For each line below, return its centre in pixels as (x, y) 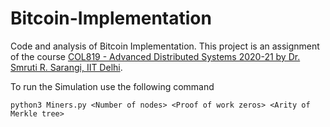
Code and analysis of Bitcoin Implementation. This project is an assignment (165, 46)
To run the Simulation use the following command (112, 86)
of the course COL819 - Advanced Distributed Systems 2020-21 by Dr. (155, 56)
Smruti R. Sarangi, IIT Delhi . (66, 67)
